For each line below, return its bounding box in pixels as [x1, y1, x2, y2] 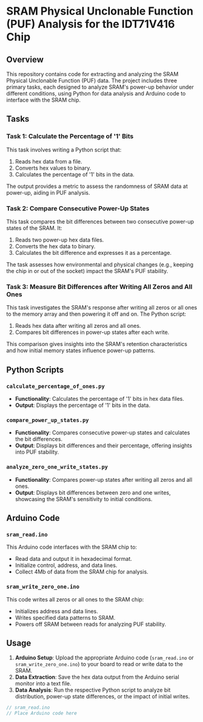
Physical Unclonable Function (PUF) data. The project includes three [6, 77, 178, 84]
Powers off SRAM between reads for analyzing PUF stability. [15, 620, 167, 628]
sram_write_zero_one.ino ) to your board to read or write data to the [15, 661, 183, 668]
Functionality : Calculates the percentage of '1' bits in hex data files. [15, 395, 185, 402]
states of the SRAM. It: [6, 224, 62, 232]
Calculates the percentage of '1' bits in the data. [15, 170, 135, 178]
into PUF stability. [15, 448, 59, 456]
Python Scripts [6, 364, 64, 375]
